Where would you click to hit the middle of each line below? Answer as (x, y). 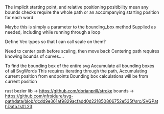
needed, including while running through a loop (53, 32)
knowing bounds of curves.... (35, 56)
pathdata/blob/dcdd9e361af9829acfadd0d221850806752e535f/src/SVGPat (82, 101)
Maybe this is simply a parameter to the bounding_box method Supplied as (81, 27)
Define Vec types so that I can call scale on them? (56, 42)
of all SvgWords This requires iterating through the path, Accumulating (76, 71)
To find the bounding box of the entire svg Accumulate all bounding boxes (80, 66)
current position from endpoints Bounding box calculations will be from (77, 76)
